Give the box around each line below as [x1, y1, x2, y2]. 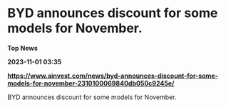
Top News [7, 44, 38, 52]
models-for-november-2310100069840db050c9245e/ [7, 78, 175, 87]
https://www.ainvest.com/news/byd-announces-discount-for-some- [7, 71, 219, 80]
